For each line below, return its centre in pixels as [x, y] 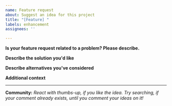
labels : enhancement [27, 24]
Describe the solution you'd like [40, 58]
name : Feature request [29, 10]
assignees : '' [20, 29]
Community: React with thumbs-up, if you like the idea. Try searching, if [82, 93]
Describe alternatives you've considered [50, 68]
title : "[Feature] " [27, 19]
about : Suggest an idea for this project [50, 15]
